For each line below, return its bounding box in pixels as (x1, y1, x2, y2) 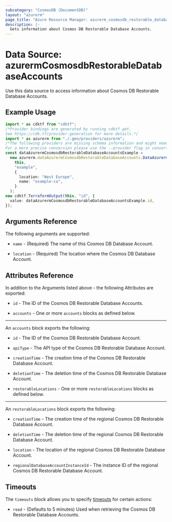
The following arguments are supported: (5, 231, 91, 237)
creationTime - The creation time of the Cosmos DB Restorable (12, 355, 146, 361)
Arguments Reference (5, 217, 78, 226)
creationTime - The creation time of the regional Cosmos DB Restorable (12, 416, 164, 422)
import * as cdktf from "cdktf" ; (5, 121, 77, 127)
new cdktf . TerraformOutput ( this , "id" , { (5, 193, 95, 199)
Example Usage (5, 108, 56, 117)
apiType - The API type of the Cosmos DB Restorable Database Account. (12, 345, 166, 351)
